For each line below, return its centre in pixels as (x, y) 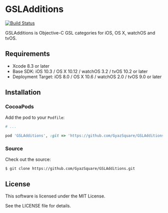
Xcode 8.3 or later (31, 66)
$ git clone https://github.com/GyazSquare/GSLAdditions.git (70, 169)
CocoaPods (19, 107)
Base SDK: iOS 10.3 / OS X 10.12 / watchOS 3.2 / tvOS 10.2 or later (80, 71)
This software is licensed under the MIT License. (55, 196)
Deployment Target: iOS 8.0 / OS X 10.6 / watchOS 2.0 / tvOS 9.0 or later (87, 77)
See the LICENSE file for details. (38, 206)
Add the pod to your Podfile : (35, 118)
